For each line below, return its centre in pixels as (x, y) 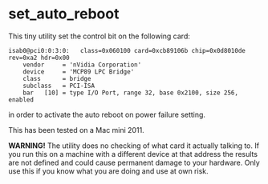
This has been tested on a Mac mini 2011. (76, 130)
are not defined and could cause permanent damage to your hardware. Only (134, 162)
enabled (21, 100)
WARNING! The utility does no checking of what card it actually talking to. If (134, 146)
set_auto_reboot (64, 14)
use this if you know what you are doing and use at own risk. (108, 171)
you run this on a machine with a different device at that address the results (133, 154)
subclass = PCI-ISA (59, 86)
